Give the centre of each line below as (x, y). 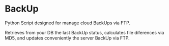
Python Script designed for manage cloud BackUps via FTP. (68, 23)
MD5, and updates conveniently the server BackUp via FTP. (67, 38)
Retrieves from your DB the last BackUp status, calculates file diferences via (84, 32)
